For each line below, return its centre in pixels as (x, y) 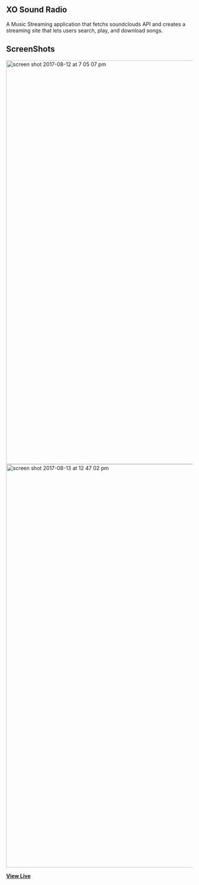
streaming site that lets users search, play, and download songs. (85, 30)
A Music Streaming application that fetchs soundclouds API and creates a (96, 24)
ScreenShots (31, 49)
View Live (18, 875)
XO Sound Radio (37, 10)
